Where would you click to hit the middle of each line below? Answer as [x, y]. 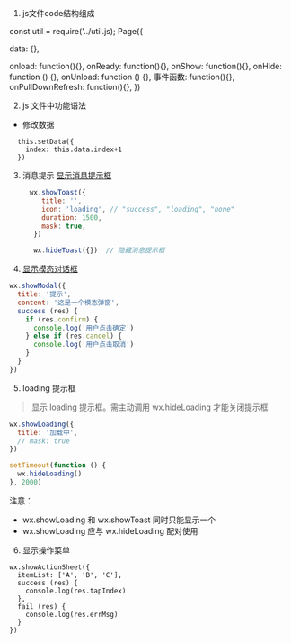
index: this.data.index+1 [74, 149]
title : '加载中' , [48, 432]
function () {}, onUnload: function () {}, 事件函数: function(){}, [122, 77]
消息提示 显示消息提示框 [67, 175]
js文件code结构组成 [58, 13]
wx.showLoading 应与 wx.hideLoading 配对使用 [110, 530]
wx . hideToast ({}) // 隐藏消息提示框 [99, 250]
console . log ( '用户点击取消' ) [84, 345]
